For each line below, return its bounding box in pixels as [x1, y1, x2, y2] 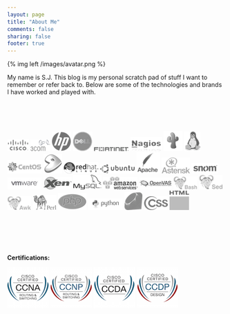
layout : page [7, 11, 45, 18]
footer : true [7, 40, 45, 48]
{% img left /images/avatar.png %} [7, 60, 106, 68]
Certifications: [7, 253, 50, 262]
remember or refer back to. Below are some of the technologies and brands [7, 81, 222, 89]
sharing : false [7, 33, 51, 40]
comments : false [7, 25, 54, 32]
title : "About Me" [7, 18, 60, 25]
